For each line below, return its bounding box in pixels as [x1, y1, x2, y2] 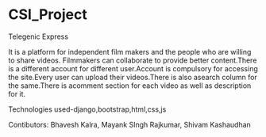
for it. [8, 89, 26, 98]
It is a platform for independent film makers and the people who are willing [8, 47, 252, 56]
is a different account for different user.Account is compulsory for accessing [8, 63, 258, 73]
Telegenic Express [8, 32, 69, 41]
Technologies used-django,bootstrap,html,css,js [8, 105, 167, 114]
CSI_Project [8, 6, 87, 24]
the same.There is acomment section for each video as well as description [8, 81, 252, 90]
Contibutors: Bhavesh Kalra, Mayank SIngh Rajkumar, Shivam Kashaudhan [8, 120, 252, 129]
